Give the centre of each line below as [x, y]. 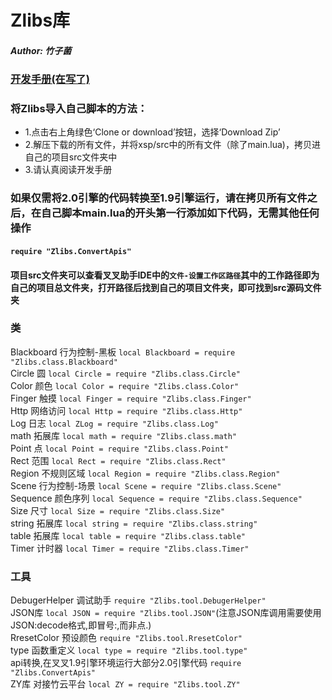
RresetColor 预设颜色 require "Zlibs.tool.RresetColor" [126, 638]
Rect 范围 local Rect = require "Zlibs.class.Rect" [118, 460]
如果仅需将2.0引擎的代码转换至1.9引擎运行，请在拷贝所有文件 [159, 198]
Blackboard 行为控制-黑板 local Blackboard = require [123, 352]
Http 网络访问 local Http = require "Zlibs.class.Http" [126, 410]
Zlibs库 [40, 20]
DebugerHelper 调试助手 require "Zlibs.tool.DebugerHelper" [138, 600]
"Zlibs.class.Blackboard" [64, 362]
